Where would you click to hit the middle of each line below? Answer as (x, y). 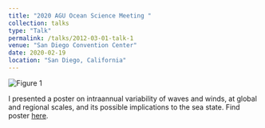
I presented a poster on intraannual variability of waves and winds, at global (133, 98)
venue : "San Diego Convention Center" (73, 46)
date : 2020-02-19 (37, 53)
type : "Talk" (30, 30)
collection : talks (39, 23)
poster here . (28, 115)
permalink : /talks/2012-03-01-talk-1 (71, 38)
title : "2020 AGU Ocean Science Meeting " (80, 16)
